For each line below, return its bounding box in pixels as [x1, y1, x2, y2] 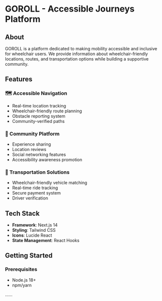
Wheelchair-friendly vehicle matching [12, 180, 87, 186]
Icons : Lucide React [12, 232, 52, 238]
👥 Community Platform [5, 130, 60, 137]
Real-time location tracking [12, 103, 66, 108]
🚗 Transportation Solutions [5, 168, 70, 175]
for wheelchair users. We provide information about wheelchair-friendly [5, 51, 148, 57]
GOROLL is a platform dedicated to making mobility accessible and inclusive [5, 46, 158, 51]
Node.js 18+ [12, 277, 36, 283]
